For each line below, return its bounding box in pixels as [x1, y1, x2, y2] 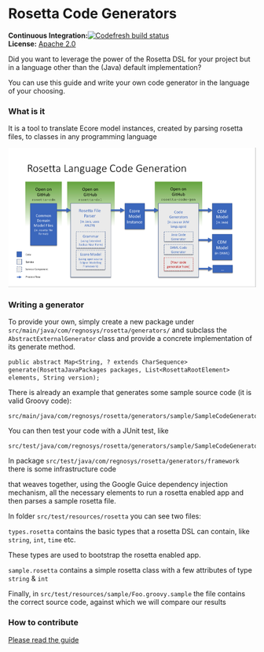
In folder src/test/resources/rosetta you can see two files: [8, 511, 202, 521]
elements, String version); [8, 374, 101, 382]
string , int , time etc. [8, 535, 76, 544]
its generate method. [8, 342, 76, 352]
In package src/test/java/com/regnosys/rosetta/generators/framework [8, 456, 240, 466]
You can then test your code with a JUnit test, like [8, 426, 169, 436]
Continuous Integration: [8, 31, 88, 40]
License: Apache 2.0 [8, 38, 76, 48]
